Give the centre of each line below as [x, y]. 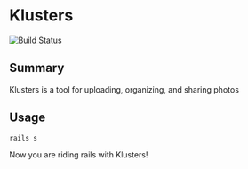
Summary [37, 68]
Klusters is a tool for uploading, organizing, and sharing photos [124, 89]
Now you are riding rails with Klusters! [79, 154]
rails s [24, 138]
